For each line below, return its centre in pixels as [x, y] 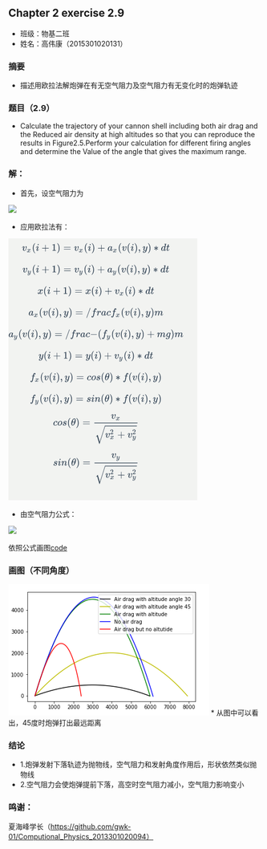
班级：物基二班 [44, 33]
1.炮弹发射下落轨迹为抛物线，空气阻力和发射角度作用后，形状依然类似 [135, 765]
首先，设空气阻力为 [52, 193]
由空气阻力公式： [48, 514]
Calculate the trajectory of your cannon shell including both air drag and [139, 126]
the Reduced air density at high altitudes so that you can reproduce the [137, 135]
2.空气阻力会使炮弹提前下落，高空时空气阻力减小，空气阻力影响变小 [132, 785]
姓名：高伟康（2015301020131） [73, 43]
